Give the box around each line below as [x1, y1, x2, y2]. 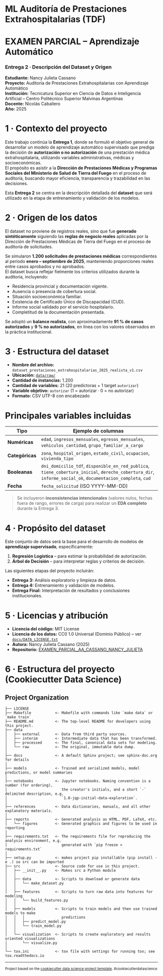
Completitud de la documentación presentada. [12, 309, 105, 315]
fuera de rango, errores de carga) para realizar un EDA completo [16, 500, 147, 506]
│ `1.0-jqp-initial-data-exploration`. [5, 796, 138, 801]
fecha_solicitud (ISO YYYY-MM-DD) [41, 483, 128, 490]
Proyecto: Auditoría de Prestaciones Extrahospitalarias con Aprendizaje [5, 80, 149, 86]
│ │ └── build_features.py [5, 898, 68, 903]
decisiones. [5, 180, 28, 186]
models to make [5, 911, 36, 916]
